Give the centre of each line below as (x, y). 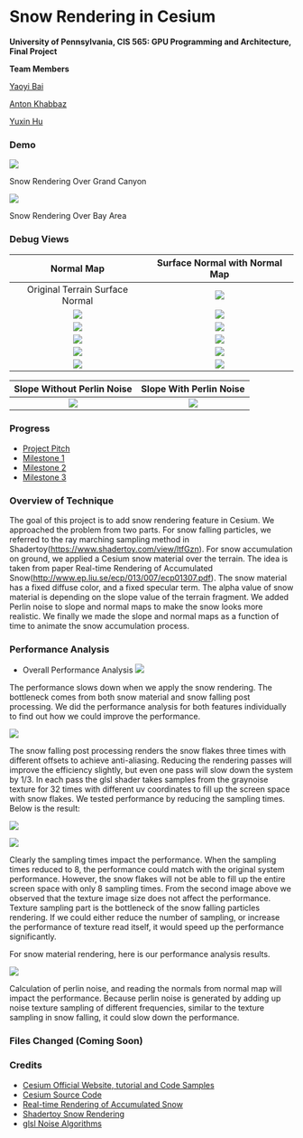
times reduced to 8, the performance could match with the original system (147, 870)
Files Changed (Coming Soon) (76, 1041)
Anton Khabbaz (38, 103)
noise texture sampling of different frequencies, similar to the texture (137, 1008)
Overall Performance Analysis (78, 670)
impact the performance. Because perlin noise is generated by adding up (145, 998)
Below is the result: (45, 809)
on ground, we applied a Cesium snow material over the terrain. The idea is (149, 559)
